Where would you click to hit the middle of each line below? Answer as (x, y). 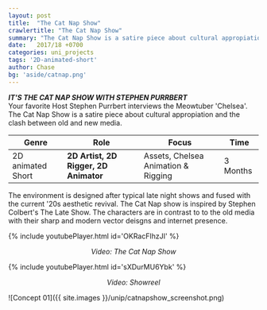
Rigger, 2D (87, 165)
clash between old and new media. (65, 122)
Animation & (166, 165)
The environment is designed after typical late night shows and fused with (130, 195)
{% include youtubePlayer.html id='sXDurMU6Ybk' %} (97, 266)
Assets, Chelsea (174, 156)
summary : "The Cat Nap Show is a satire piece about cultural (113, 38)
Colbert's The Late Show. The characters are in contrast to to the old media (132, 212)
